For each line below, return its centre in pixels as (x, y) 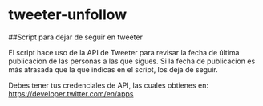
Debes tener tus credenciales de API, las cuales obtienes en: (109, 85)
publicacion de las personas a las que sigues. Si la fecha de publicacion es (132, 61)
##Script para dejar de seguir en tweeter (75, 37)
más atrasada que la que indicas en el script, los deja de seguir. (113, 69)
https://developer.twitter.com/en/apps (71, 93)
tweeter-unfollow (68, 15)
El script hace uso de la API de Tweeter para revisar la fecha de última (124, 52)
